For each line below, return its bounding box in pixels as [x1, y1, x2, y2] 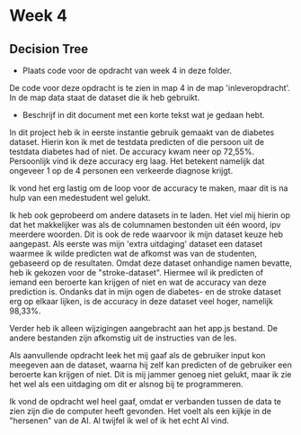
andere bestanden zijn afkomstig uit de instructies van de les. [9, 332, 237, 343]
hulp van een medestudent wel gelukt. [9, 193, 151, 203]
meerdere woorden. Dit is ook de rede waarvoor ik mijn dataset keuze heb [9, 229, 284, 240]
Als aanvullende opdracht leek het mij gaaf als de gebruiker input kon [9, 350, 266, 360]
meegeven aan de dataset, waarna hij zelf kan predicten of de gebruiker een [9, 359, 292, 370]
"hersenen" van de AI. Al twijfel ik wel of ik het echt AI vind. [9, 415, 229, 426]
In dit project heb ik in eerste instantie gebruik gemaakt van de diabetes [9, 127, 275, 138]
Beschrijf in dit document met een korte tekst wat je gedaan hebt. [22, 110, 265, 120]
